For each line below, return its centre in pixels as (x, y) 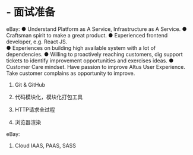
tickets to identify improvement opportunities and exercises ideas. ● (90, 61)
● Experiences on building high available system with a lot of (81, 48)
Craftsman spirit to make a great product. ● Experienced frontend (87, 35)
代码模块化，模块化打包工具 (49, 97)
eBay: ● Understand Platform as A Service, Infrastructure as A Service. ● (96, 29)
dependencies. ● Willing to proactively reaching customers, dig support (94, 54)
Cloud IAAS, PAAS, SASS (45, 145)
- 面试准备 (31, 12)
